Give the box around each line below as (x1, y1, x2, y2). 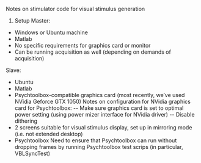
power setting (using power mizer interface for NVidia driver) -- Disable (14, 111, 195, 118)
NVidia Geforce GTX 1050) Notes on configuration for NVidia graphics (14, 98, 191, 105)
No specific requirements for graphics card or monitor (14, 42, 151, 49)
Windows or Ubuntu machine (14, 29, 88, 36)
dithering (14, 117, 38, 125)
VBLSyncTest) (14, 150, 50, 157)
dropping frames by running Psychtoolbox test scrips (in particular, (14, 143, 183, 150)
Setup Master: (14, 17, 51, 24)
